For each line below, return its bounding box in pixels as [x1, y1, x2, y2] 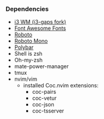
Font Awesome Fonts [14, 25, 66, 32]
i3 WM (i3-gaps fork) [14, 19, 66, 26]
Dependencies [5, 5, 49, 13]
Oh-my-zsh [14, 56, 43, 64]
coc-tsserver [32, 107, 65, 115]
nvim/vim [14, 75, 37, 83]
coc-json [32, 101, 54, 108]
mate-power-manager [14, 63, 69, 70]
